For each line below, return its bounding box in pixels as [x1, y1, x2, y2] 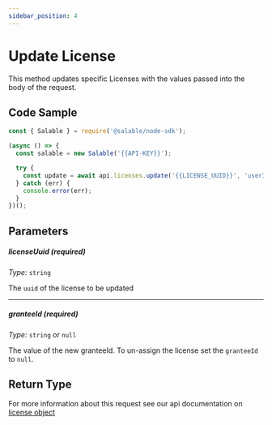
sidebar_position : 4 [8, 11, 79, 20]
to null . [8, 354, 34, 363]
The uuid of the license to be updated [8, 283, 134, 293]
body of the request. [8, 82, 77, 92]
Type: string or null [8, 329, 77, 339]
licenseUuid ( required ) [8, 247, 87, 256]
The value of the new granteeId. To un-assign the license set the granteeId [8, 346, 259, 355]
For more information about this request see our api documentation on [8, 399, 243, 409]
